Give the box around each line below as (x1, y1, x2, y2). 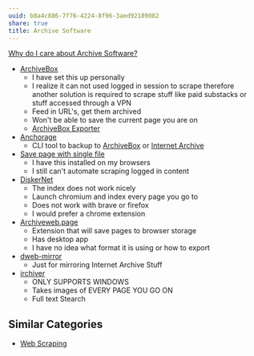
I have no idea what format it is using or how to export (31, 243, 211, 253)
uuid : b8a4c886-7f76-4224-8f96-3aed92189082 (8, 11, 159, 20)
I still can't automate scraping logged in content (31, 166, 190, 176)
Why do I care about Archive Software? (8, 49, 138, 59)
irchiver (19, 269, 46, 278)
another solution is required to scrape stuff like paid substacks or (31, 90, 247, 99)
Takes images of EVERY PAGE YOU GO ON (31, 285, 174, 295)
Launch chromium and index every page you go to (31, 192, 199, 201)
